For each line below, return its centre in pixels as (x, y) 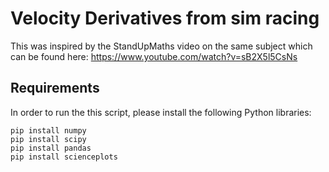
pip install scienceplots (64, 157)
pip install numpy (48, 130)
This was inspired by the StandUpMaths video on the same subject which (161, 46)
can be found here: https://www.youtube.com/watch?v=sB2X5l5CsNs (154, 56)
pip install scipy (48, 139)
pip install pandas (51, 148)
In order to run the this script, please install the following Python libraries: (161, 112)
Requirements (55, 88)
